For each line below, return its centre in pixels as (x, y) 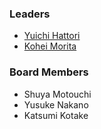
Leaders (30, 14)
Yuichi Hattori (52, 36)
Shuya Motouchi (57, 94)
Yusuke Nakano (56, 104)
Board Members (49, 72)
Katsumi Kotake (56, 115)
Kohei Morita (50, 46)
